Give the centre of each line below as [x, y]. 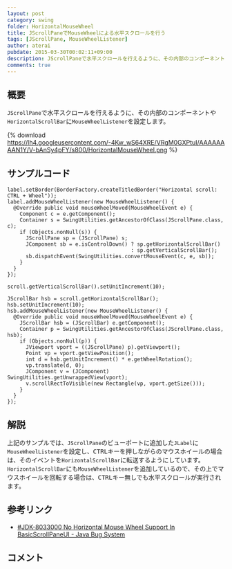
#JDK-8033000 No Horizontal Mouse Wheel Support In [96, 527]
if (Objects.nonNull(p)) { [58, 341]
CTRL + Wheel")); [32, 196]
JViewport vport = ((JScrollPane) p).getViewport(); [103, 347]
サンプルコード [39, 173]
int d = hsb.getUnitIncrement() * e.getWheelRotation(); [109, 360]
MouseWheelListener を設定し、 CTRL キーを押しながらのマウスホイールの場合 [115, 451]
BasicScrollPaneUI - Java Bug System [71, 534]
